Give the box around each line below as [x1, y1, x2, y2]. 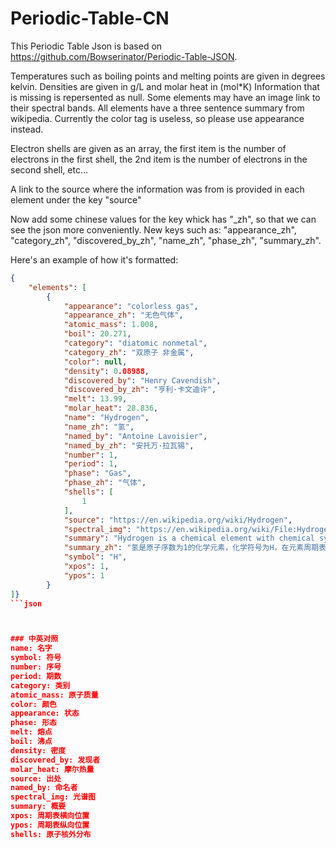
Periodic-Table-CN [10, 7, 170, 30]
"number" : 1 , [63, 450, 118, 460]
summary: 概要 [10, 802, 67, 812]
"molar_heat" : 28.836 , [63, 403, 159, 414]
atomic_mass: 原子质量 [10, 690, 99, 700]
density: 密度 [10, 745, 67, 756]
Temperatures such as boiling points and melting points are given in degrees [10, 70, 326, 82]
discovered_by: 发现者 [10, 755, 101, 765]
